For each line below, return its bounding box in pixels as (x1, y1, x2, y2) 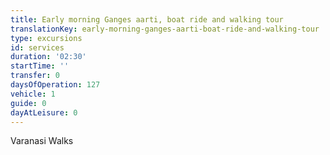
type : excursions (10, 33, 83, 43)
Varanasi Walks (10, 135, 74, 147)
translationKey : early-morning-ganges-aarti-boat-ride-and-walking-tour (10, 24, 320, 34)
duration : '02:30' (10, 52, 87, 62)
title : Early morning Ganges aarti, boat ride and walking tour (10, 14, 284, 25)
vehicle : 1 (10, 89, 56, 99)
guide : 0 (10, 98, 47, 108)
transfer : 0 (10, 71, 60, 81)
